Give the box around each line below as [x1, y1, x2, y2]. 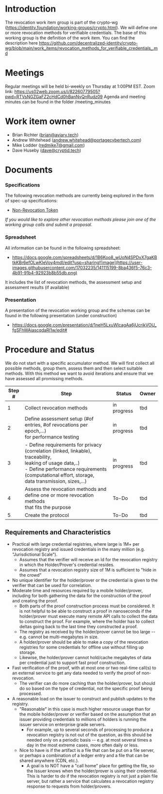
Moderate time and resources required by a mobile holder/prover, [12, 587, 143, 593]
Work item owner [5, 116, 76, 127]
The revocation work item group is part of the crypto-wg [5, 19, 118, 25]
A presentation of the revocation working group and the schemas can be [5, 307, 150, 313]
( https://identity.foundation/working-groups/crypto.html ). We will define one [5, 24, 158, 30]
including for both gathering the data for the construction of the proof [12, 593, 151, 599]
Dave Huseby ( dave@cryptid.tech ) [12, 147, 81, 153]
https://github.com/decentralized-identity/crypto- [38, 40, 138, 46]
